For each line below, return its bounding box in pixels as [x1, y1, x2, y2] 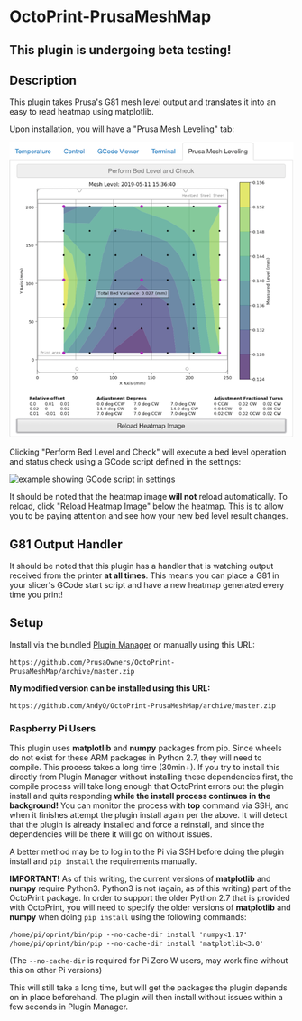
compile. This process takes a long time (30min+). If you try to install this [9, 762, 280, 773]
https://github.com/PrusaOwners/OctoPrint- [9, 658, 176, 667]
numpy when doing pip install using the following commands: [9, 912, 247, 923]
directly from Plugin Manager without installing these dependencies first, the [9, 771, 294, 782]
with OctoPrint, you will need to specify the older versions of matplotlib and [9, 902, 291, 913]
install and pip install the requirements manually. [9, 856, 197, 867]
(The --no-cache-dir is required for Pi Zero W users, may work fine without [9, 955, 288, 966]
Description [9, 72, 77, 87]
